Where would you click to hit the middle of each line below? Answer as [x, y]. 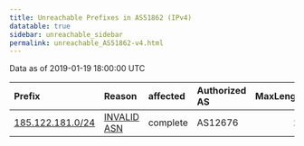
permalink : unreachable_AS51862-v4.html [87, 43]
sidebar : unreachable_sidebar [66, 34]
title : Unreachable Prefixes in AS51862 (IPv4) [101, 18]
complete [168, 123]
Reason [120, 96]
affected [166, 96]
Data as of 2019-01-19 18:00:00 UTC [77, 68]
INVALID [122, 117]
